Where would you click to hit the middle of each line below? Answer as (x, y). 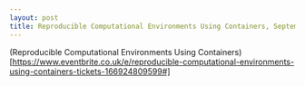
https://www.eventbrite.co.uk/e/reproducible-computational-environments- (153, 62)
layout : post (34, 18)
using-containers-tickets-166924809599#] (90, 71)
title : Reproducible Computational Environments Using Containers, (140, 26)
